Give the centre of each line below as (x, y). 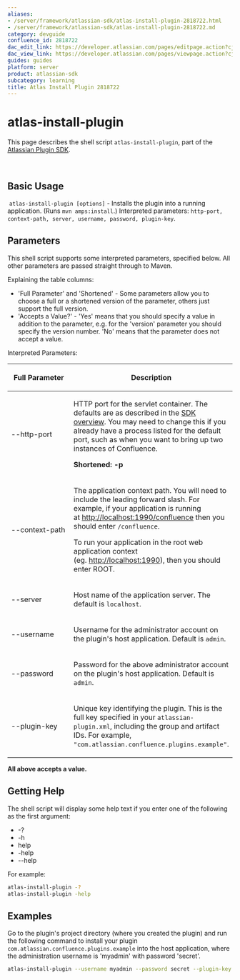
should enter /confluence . (116, 526)
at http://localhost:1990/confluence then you (149, 517)
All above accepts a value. (47, 769)
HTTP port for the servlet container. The (141, 404)
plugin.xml (92, 726)
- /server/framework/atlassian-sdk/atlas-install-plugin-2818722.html (115, 21)
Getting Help (36, 791)
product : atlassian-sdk (43, 74)
